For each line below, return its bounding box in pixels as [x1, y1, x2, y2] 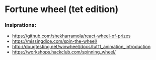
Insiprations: [5, 22, 36, 29]
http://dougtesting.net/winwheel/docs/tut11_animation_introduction [12, 44, 151, 50]
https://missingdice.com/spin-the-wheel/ [12, 38, 98, 44]
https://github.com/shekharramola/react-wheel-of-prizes [12, 33, 131, 39]
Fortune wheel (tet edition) [5, 4, 119, 15]
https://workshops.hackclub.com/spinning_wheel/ [12, 49, 116, 55]
